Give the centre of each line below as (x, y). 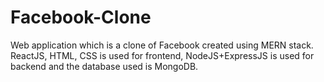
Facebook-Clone (81, 17)
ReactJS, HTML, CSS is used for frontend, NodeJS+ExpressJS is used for (162, 55)
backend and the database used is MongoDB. (104, 66)
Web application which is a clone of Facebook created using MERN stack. (162, 45)
